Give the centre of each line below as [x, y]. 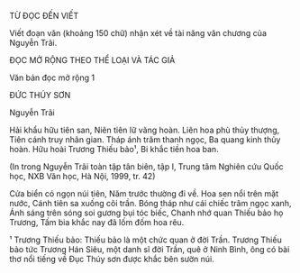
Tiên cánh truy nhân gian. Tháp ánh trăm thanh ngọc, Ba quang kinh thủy [145, 140]
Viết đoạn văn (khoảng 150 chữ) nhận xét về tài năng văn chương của [138, 33]
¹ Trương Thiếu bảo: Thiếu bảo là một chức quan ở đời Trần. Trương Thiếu [145, 240]
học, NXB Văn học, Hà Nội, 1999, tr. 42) [82, 176]
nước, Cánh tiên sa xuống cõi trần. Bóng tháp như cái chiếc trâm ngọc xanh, [150, 203]
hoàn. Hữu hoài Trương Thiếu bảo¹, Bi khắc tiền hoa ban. [114, 149]
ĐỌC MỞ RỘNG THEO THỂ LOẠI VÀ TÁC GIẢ [92, 60]
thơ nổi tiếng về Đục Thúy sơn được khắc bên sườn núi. [112, 259]
